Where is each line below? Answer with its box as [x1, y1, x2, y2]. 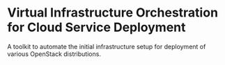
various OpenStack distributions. [7, 50, 101, 58]
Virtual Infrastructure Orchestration [7, 5, 218, 21]
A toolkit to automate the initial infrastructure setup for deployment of [7, 42, 206, 50]
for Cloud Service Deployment [7, 19, 186, 35]
